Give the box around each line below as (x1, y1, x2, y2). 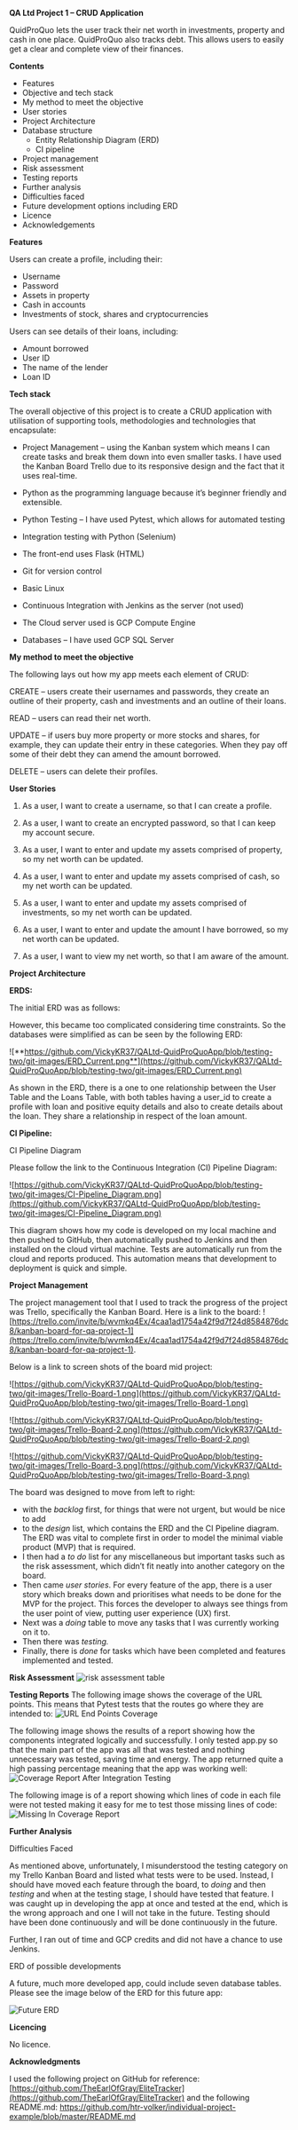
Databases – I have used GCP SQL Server (21, 635, 175, 645)
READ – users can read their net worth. (9, 713, 151, 723)
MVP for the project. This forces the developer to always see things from (21, 1598, 288, 1609)
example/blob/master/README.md (9, 2111, 136, 2121)
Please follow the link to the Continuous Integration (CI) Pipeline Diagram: (9, 1162, 278, 1173)
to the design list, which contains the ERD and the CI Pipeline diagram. (21, 1523, 279, 1533)
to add (21, 1514, 46, 1524)
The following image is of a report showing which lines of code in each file (9, 1790, 281, 1801)
